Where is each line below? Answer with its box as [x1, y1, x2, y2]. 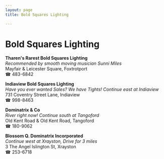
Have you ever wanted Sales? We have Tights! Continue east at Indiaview [5, 87, 159, 93]
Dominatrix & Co [5, 107, 40, 113]
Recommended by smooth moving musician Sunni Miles [5, 60, 122, 66]
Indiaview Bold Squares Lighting [5, 81, 74, 87]
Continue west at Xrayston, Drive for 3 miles [5, 138, 97, 144]
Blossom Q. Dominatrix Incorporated [5, 133, 83, 139]
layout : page [5, 7, 33, 13]
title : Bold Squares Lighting [5, 12, 69, 17]
